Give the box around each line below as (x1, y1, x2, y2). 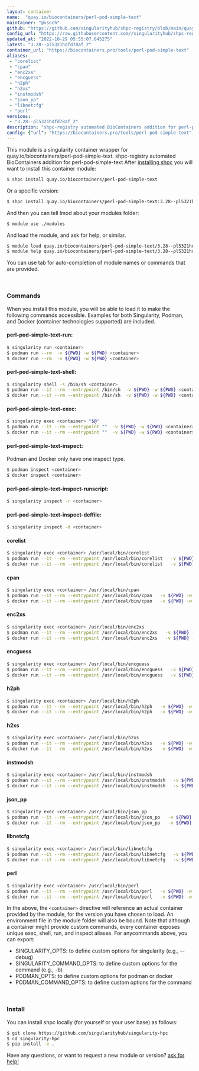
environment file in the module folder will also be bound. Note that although (6, 917, 191, 924)
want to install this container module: (6, 165, 97, 172)
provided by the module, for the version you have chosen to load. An (6, 910, 174, 918)
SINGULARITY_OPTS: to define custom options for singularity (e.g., (15, 947, 179, 954)
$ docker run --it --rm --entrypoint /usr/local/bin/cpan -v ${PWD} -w (6, 598, 193, 604)
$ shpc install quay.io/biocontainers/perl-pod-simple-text (6, 176, 158, 182)
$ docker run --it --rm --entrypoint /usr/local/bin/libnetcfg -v (6, 857, 179, 862)
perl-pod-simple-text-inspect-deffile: (6, 511, 102, 518)
